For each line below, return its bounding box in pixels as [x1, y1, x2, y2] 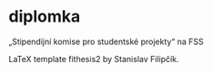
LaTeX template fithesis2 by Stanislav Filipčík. [8, 53, 179, 64]
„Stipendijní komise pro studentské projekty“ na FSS [8, 36, 204, 47]
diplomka [8, 6, 81, 27]
